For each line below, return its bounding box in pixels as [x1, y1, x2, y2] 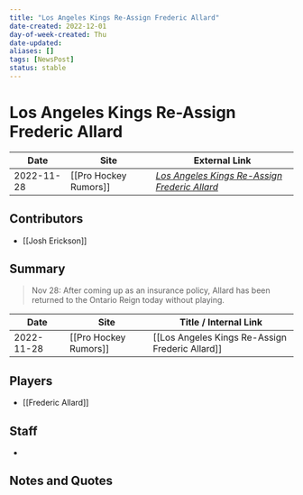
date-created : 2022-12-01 [9, 22, 106, 31]
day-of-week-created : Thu [9, 30, 106, 39]
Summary [9, 261, 66, 277]
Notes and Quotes [9, 473, 114, 489]
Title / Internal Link [179, 316, 263, 329]
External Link [193, 154, 252, 167]
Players [9, 373, 53, 389]
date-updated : [9, 38, 63, 48]
